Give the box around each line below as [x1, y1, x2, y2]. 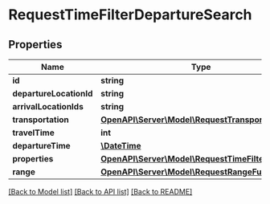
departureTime [12, 141, 71, 151]
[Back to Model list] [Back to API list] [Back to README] [8, 187, 193, 196]
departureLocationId [12, 88, 93, 99]
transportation [12, 114, 70, 125]
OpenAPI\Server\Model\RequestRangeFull [100, 166, 267, 177]
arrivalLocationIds [12, 101, 84, 112]
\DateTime [100, 141, 141, 151]
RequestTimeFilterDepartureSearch [8, 6, 252, 24]
